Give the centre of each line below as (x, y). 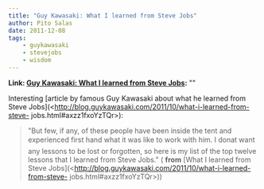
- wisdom (37, 61)
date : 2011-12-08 (37, 30)
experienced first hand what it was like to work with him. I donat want (142, 140)
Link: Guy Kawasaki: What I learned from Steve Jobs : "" (102, 83)
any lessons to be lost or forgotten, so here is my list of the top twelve (142, 151)
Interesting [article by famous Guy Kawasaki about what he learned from (127, 98)
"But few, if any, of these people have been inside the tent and (130, 130)
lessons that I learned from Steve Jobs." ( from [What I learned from (139, 159)
